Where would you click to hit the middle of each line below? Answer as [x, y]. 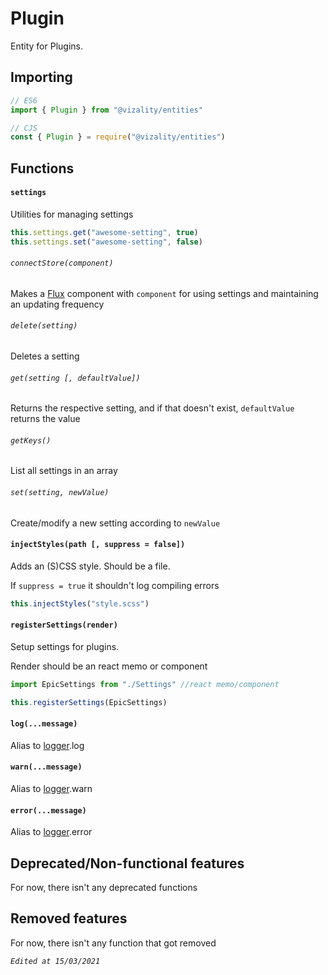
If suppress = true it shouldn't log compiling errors [115, 585]
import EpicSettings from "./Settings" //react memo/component [145, 684]
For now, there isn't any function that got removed [113, 943]
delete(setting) [44, 326]
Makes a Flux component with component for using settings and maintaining [164, 293]
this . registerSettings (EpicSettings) [89, 702]
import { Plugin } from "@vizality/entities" [106, 110]
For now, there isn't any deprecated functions [104, 888]
